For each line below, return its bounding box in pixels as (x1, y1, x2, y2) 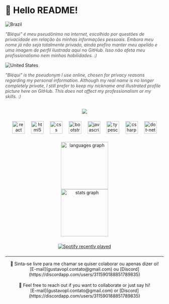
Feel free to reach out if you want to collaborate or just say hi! (23, 282, 150, 288)
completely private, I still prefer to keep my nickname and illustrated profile (5, 83, 161, 89)
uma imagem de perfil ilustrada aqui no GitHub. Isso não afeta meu (5, 47, 145, 53)
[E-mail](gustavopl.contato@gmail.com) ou (29, 266, 119, 272)
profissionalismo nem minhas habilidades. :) (5, 52, 97, 58)
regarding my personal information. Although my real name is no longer (5, 77, 154, 83)
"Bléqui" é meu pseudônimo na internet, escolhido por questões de (5, 31, 145, 37)
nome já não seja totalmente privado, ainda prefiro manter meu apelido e (5, 41, 157, 47)
